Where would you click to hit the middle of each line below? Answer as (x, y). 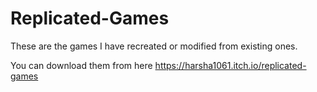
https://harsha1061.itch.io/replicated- (230, 65)
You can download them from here (81, 65)
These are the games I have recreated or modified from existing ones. (154, 46)
